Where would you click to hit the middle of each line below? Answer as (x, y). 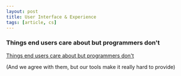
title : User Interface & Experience (51, 17)
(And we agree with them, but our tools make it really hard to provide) (91, 67)
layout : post (22, 11)
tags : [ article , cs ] (32, 22)
